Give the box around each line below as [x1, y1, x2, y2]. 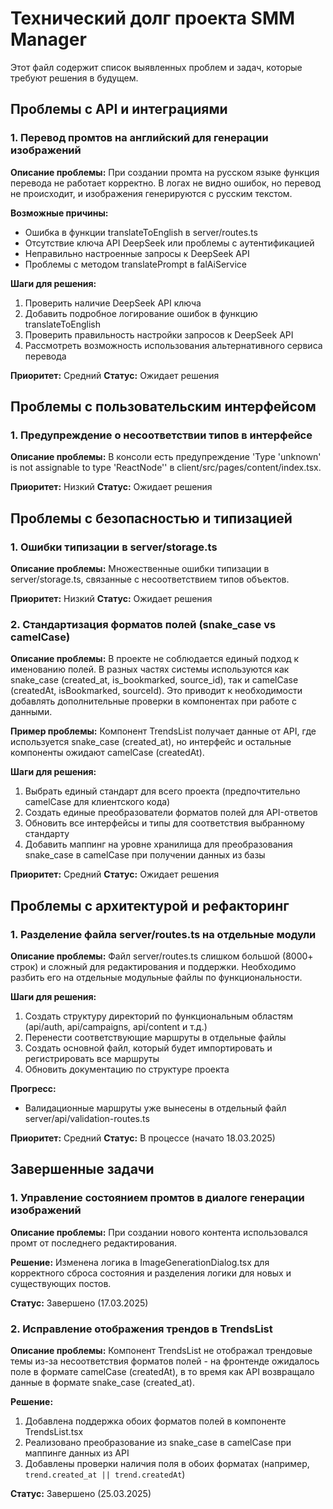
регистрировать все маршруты [24, 1052, 160, 1064]
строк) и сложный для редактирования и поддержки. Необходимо [10, 960, 297, 972]
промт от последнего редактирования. [10, 1237, 178, 1249]
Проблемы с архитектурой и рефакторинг [10, 897, 290, 914]
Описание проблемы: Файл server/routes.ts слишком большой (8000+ [10, 950, 314, 962]
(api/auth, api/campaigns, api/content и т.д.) [24, 1020, 208, 1032]
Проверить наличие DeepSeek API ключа [24, 297, 202, 309]
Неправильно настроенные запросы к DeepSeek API [24, 247, 250, 259]
